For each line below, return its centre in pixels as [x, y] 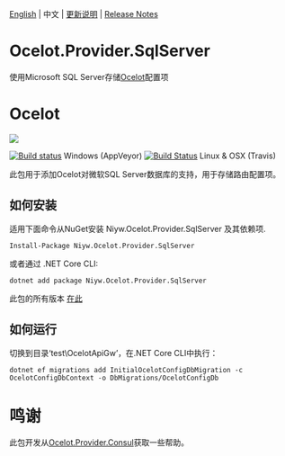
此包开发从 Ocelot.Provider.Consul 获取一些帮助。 [99, 443]
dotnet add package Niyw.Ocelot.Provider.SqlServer [108, 281]
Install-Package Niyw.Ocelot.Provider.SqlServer [102, 246]
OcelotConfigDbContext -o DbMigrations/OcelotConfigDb [114, 378]
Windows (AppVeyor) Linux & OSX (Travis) [170, 156]
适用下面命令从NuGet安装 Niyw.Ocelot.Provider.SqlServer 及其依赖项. [138, 228]
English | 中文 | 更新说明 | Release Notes [84, 14]
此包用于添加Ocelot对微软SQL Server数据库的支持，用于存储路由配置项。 [145, 174]
